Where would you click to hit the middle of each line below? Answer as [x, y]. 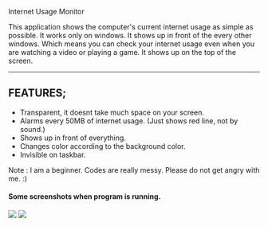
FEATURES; [37, 94]
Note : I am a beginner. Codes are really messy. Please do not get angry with [134, 169]
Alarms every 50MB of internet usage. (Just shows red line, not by [129, 121]
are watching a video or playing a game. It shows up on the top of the [122, 52]
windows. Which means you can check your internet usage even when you [132, 44]
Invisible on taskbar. [53, 154]
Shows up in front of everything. [73, 138]
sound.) [32, 129]
